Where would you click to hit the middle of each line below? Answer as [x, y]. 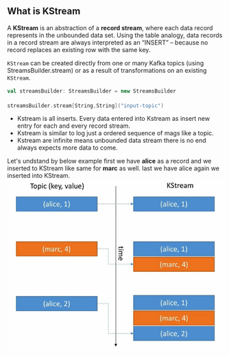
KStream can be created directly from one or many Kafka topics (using [106, 63]
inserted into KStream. [39, 176]
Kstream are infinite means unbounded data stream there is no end [112, 141]
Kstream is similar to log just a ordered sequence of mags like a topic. [115, 133]
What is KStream [44, 11]
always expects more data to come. [67, 148]
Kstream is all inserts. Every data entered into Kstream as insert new [113, 119]
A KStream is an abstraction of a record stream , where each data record [110, 27]
